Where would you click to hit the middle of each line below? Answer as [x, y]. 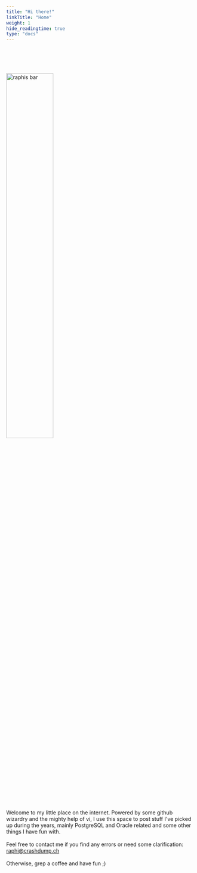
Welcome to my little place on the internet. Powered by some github [90, 813]
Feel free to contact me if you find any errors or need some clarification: [95, 844]
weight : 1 [19, 23]
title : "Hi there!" [30, 12]
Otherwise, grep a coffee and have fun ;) [56, 863]
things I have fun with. [33, 832]
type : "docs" [22, 34]
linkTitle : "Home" [29, 17]
